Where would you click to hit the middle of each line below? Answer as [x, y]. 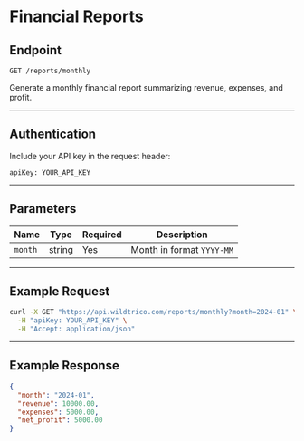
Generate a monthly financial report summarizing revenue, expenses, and [146, 87]
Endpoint [35, 50]
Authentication [53, 134]
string [61, 249]
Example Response [64, 365]
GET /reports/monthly [50, 71]
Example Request [60, 292]
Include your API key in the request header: [90, 156]
